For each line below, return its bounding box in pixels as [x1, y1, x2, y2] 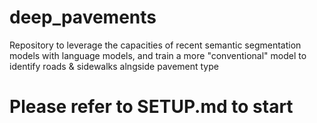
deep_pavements [9, 6, 157, 29]
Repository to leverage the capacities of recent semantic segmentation [9, 39, 302, 51]
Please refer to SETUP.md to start [9, 96, 294, 118]
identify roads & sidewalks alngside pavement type [9, 60, 219, 72]
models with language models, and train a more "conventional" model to [9, 49, 307, 61]
